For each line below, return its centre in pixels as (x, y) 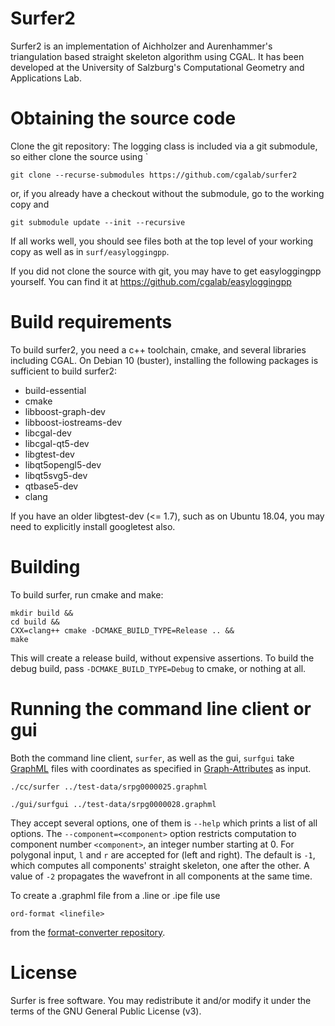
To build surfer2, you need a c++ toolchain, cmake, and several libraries (158, 349)
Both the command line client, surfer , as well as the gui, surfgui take (152, 758)
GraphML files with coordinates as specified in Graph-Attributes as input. (161, 768)
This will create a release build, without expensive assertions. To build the (162, 658)
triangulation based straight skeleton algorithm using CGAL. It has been (157, 56)
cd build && (35, 622)
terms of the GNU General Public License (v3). (106, 1011)
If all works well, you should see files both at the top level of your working (162, 241)
